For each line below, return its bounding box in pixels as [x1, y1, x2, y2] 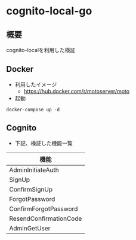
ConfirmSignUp [9, 185, 52, 193]
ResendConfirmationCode [9, 214, 82, 223]
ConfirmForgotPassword [9, 205, 78, 213]
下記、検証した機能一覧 [14, 139, 73, 147]
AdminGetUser [9, 224, 51, 232]
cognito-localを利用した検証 [6, 47, 76, 53]
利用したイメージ [14, 81, 57, 88]
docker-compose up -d [6, 107, 60, 113]
